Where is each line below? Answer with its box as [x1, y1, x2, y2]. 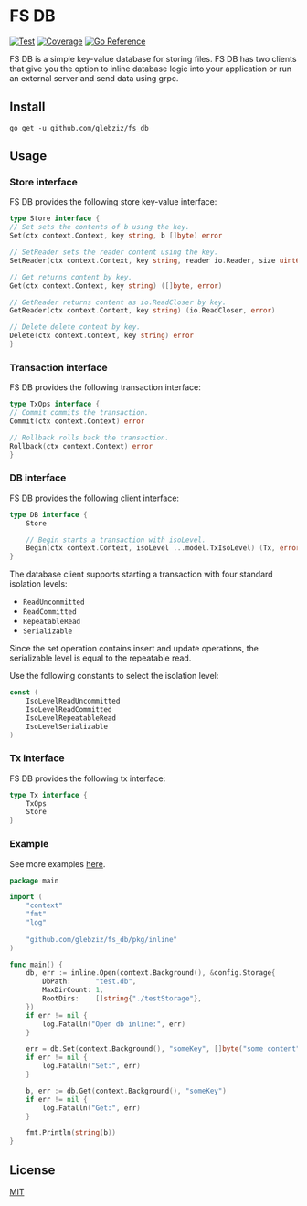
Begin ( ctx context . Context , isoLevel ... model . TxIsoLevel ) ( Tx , [26, 544, 276, 553]
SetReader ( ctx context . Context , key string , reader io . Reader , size [9, 256, 276, 265]
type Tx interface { [9, 790, 89, 799]
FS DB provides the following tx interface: [9, 773, 166, 784]
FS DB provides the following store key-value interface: [9, 196, 217, 207]
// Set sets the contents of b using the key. [9, 223, 190, 232]
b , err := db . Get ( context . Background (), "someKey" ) [26, 1086, 227, 1095]
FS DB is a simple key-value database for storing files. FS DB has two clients [9, 53, 297, 64]
